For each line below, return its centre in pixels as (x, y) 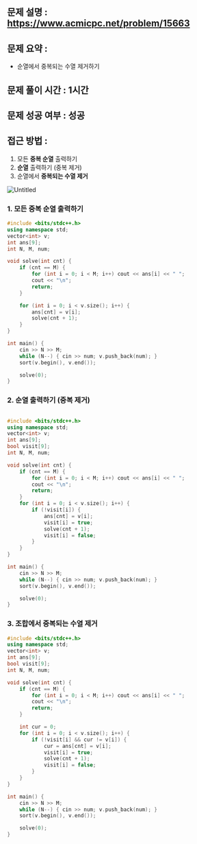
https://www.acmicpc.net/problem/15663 (98, 24)
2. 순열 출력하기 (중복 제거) (49, 400)
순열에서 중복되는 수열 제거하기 (58, 67)
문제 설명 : (27, 12)
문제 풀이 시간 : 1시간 (48, 90)
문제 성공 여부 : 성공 (46, 115)
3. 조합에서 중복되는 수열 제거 (52, 624)
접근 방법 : (27, 141)
